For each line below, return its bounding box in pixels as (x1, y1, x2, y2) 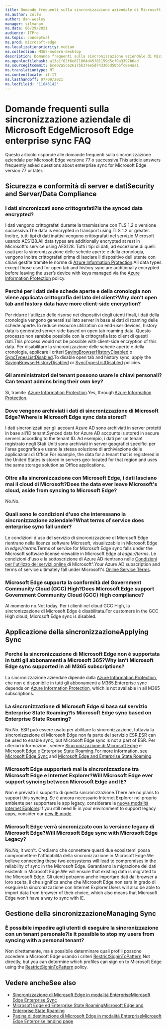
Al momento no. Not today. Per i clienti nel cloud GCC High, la (5, 603, 130, 609)
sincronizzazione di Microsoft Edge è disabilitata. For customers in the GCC (5, 608, 159, 614)
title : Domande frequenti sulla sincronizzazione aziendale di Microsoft (5, 7, 162, 12)
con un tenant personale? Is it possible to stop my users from (5, 930, 155, 937)
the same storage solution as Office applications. (5, 462, 105, 468)
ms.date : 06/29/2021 (5, 26, 48, 31)
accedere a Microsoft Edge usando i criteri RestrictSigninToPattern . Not (5, 954, 150, 960)
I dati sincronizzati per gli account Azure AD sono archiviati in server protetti (5, 425, 162, 431)
